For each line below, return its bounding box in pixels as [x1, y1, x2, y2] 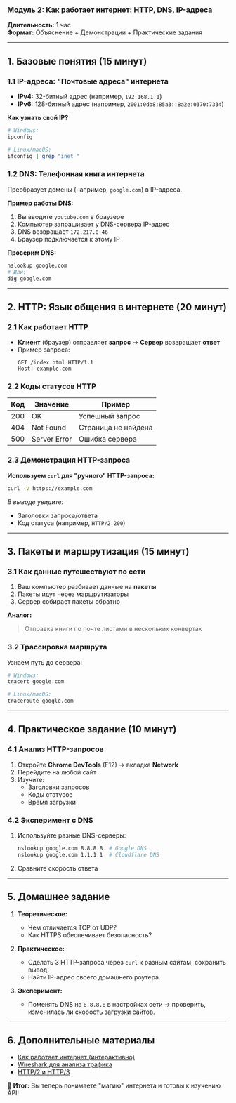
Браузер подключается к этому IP [17, 235, 121, 243]
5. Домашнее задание [7, 891, 110, 903]
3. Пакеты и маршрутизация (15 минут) [7, 546, 190, 557]
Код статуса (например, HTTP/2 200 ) [17, 518, 126, 527]
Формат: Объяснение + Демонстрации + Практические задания [7, 28, 203, 37]
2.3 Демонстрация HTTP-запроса [7, 455, 131, 465]
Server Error [31, 434, 72, 444]
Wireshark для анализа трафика [17, 1060, 112, 1069]
